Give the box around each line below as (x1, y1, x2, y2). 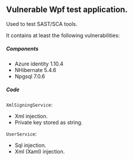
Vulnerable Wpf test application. (6, 5, 128, 15)
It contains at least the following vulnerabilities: (6, 32, 120, 39)
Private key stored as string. (14, 119, 83, 126)
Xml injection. (14, 112, 48, 120)
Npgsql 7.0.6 (14, 73, 45, 80)
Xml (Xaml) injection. (14, 147, 65, 155)
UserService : (6, 130, 37, 137)
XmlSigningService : (6, 101, 53, 108)
